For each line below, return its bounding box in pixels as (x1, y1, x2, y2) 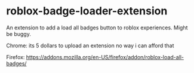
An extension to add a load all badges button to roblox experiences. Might (6, 24, 188, 31)
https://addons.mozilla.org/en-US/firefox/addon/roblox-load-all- (26, 53, 184, 60)
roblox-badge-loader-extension (6, 4, 168, 18)
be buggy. (6, 30, 31, 37)
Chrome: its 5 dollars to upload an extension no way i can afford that (6, 42, 174, 49)
